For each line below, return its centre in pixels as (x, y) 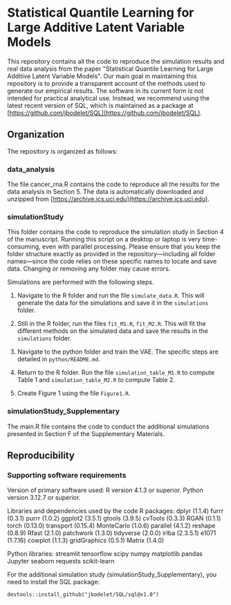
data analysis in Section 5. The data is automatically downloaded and (105, 192)
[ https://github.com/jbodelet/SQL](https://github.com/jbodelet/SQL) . (105, 113)
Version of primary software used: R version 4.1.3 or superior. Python (105, 490)
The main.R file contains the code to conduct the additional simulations (108, 426)
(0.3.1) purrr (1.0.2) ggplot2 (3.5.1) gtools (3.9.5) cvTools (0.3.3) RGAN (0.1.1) (114, 518)
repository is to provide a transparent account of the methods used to (107, 83)
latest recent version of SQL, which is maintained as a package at (100, 105)
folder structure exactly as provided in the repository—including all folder (111, 254)
